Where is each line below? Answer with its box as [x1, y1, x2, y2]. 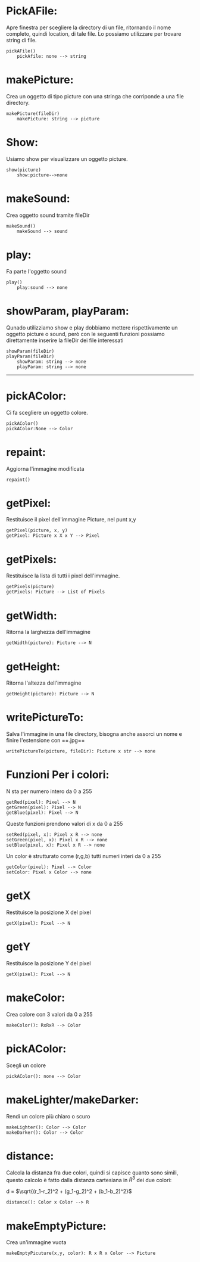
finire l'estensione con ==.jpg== [6, 737, 85, 744]
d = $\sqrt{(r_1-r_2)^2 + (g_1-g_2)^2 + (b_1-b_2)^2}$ [6, 1188, 132, 1195]
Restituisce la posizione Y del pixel [6, 960, 91, 966]
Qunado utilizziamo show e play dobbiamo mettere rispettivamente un [6, 324, 178, 331]
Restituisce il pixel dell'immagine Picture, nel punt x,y [6, 516, 136, 523]
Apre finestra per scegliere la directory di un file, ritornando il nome [6, 24, 171, 31]
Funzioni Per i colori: [6, 768, 110, 782]
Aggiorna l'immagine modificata [6, 465, 85, 472]
